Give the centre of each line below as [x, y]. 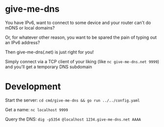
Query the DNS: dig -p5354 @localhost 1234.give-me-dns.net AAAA [73, 119]
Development [33, 87]
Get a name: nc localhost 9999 [37, 109]
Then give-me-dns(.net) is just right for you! [49, 52]
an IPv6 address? [23, 42]
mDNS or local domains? [30, 27]
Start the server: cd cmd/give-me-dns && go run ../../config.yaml [72, 100]
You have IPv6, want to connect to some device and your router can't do [78, 23]
